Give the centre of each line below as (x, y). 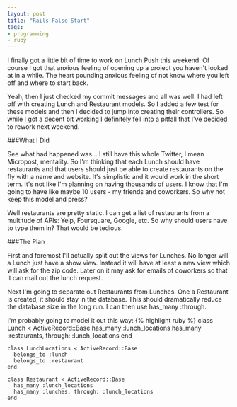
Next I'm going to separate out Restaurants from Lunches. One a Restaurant (118, 292)
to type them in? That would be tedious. (65, 228)
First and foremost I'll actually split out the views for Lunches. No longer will (118, 256)
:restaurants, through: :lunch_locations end (70, 336)
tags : (15, 27)
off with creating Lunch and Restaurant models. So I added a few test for (113, 104)
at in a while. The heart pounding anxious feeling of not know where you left (118, 76)
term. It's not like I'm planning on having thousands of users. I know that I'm (118, 184)
